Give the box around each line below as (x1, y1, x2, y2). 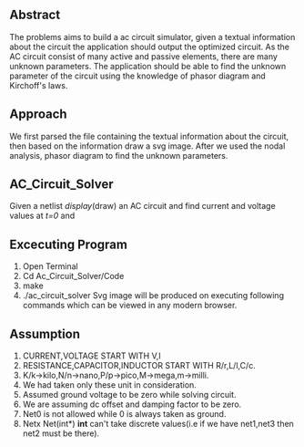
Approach (9, 107, 67, 122)
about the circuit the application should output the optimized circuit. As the (9, 41, 289, 52)
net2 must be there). (22, 428, 100, 439)
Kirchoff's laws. (9, 79, 68, 90)
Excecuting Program (9, 236, 127, 252)
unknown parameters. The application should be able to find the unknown (9, 60, 287, 71)
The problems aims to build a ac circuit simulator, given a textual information (9, 31, 296, 42)
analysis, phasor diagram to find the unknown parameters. (9, 150, 228, 161)
